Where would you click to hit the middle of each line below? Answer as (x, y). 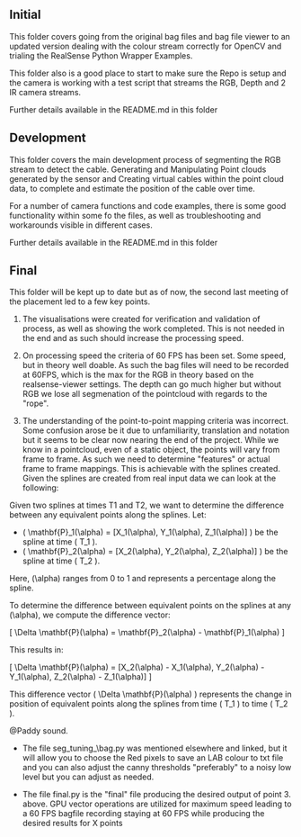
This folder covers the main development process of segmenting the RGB (145, 159)
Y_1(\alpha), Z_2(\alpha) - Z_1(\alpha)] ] (81, 677)
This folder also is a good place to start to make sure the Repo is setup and (148, 73)
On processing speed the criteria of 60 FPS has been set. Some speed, (154, 355)
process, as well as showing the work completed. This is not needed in (153, 328)
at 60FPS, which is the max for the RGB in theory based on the (138, 375)
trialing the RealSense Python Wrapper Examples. (101, 55)
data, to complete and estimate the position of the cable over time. (133, 188)
